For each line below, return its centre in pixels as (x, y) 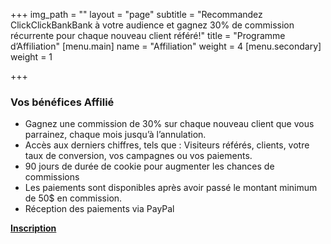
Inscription (33, 228)
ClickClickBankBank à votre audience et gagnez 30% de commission (152, 25)
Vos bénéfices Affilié (62, 102)
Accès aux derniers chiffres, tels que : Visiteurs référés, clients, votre (167, 145)
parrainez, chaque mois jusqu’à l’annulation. (115, 135)
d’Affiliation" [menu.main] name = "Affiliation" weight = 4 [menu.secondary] (166, 46)
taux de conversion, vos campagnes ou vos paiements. (138, 156)
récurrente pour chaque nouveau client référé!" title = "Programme (148, 35)
